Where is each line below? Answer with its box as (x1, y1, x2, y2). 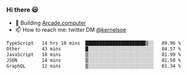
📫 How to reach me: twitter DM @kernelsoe (15, 26, 127, 34)
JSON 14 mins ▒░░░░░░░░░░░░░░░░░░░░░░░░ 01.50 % (6, 57, 182, 63)
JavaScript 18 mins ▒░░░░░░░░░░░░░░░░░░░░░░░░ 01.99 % (6, 52, 182, 58)
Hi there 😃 (6, 5, 38, 14)
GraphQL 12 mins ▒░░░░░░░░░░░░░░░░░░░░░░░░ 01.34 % (6, 63, 182, 69)
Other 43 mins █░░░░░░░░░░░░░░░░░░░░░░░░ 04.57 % (6, 46, 182, 52)
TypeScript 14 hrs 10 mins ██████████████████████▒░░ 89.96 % (6, 40, 182, 46)
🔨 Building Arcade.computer (15, 20, 86, 27)
